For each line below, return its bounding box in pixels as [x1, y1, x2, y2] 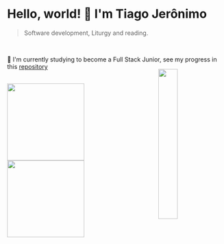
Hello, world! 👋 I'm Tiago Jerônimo [7, 6, 208, 22]
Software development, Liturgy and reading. [23, 29, 149, 37]
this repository [7, 62, 48, 70]
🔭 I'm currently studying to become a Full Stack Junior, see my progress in [7, 55, 217, 64]
